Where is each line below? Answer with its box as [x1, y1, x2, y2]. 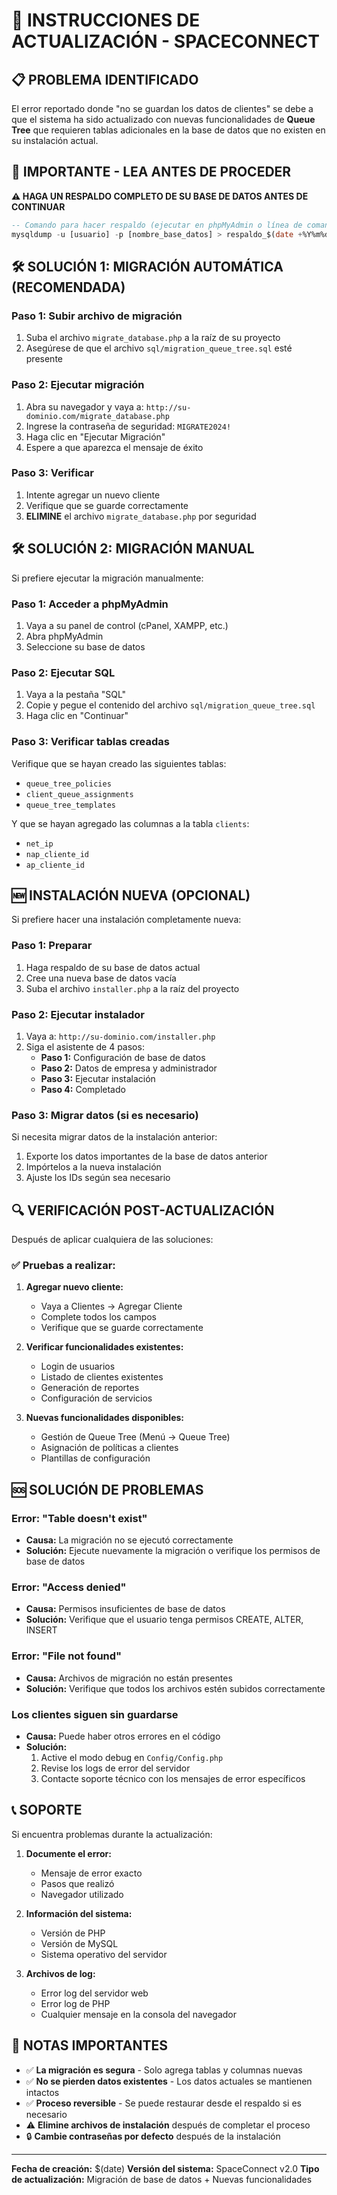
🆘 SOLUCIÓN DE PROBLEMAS [11, 1481, 204, 1498]
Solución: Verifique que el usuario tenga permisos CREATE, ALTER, [25, 1614, 304, 1626]
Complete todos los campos [40, 1311, 158, 1323]
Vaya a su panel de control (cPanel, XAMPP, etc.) [25, 619, 229, 631]
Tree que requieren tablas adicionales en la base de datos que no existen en [11, 124, 326, 136]
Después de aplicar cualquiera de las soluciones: [11, 1234, 214, 1246]
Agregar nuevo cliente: [25, 1281, 124, 1293]
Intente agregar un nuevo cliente [25, 489, 161, 501]
